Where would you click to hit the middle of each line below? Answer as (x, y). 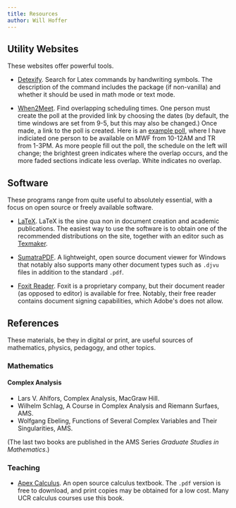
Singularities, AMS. (45, 428)
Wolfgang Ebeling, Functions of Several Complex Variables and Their (117, 421)
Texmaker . (32, 243)
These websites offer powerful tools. (61, 66)
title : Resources (33, 14)
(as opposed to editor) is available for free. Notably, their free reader (117, 294)
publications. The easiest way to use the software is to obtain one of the (122, 229)
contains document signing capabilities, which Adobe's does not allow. (120, 301)
